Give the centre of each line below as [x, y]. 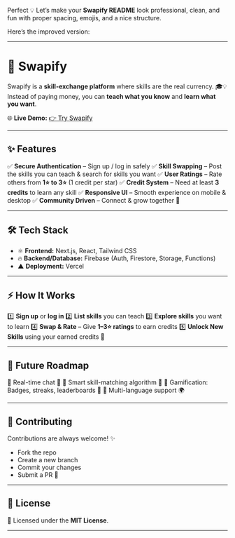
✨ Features [32, 149]
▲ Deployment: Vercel [50, 266]
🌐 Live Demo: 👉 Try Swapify [50, 118]
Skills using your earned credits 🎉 [56, 337]
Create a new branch [48, 460]
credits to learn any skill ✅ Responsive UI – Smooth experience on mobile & [117, 192]
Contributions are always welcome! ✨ [61, 438]
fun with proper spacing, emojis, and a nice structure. [85, 18]
